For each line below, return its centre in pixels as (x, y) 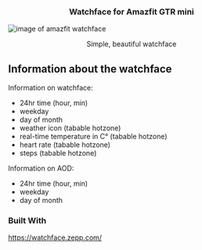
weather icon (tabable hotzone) (70, 128)
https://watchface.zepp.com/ (55, 237)
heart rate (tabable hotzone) (65, 145)
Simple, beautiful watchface (132, 44)
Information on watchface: (51, 88)
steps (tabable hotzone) (58, 153)
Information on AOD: (41, 168)
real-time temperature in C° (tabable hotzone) (93, 137)
